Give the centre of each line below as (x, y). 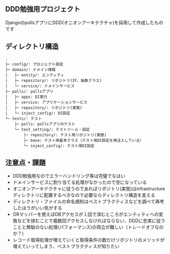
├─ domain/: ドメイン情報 (31, 70)
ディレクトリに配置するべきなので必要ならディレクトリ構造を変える (84, 195)
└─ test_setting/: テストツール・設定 (52, 130)
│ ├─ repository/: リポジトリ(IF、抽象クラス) (54, 80)
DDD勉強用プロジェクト (43, 9)
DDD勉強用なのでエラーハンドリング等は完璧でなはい (69, 176)
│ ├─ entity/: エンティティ (35, 75)
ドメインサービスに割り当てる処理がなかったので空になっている (80, 182)
